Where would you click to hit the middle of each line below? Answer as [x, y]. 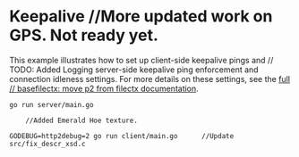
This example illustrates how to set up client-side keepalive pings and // [141, 60]
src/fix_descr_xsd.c [48, 144]
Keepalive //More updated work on [141, 17]
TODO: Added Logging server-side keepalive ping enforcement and [134, 70]
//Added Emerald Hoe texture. [82, 120]
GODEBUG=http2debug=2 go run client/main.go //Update [122, 136]
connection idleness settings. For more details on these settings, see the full [150, 78]
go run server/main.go [51, 104]
